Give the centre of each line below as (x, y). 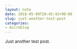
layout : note (18, 9)
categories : (17, 23)
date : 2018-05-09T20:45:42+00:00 (39, 14)
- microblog (17, 28)
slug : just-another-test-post (36, 18)
